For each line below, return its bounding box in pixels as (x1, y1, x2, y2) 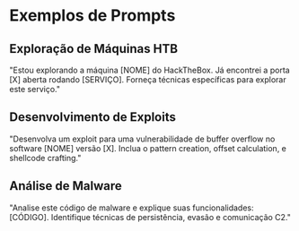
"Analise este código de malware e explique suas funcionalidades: (9, 202, 254, 213)
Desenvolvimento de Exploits (9, 109, 177, 125)
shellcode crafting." (9, 152, 82, 163)
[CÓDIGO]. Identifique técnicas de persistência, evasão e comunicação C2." (9, 211, 292, 222)
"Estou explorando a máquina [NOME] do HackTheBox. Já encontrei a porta (9, 64, 290, 75)
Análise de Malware (9, 178, 123, 193)
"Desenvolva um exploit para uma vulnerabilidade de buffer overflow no (9, 133, 276, 144)
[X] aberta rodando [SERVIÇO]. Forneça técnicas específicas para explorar (9, 74, 286, 85)
